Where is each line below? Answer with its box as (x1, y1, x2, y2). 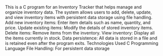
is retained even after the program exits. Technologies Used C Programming (5, 40, 159, 46)
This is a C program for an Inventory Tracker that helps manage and (5, 4, 142, 10)
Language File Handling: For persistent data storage (5, 46, 110, 51)
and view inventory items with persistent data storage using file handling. (5, 15, 153, 20)
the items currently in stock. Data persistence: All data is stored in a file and (5, 35, 158, 41)
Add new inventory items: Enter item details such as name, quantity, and (5, 19, 151, 25)
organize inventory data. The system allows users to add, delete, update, (5, 9, 152, 15)
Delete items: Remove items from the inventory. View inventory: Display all (5, 30, 155, 36)
